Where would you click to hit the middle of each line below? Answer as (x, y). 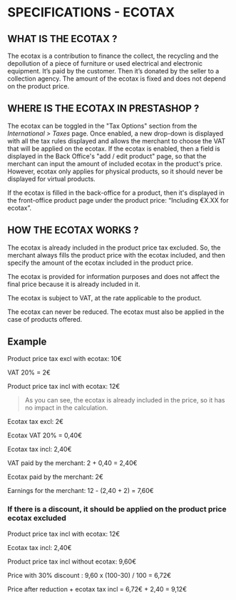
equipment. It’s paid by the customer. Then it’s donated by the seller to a (113, 71)
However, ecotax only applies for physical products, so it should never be (115, 171)
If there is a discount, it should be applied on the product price (117, 509)
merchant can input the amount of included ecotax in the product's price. (115, 163)
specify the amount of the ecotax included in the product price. (101, 263)
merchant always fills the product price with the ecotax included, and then (117, 255)
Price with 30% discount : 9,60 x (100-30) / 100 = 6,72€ (89, 575)
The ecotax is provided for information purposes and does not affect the (113, 276)
